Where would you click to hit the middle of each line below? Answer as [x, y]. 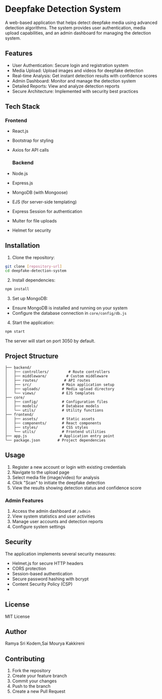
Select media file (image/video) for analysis [56, 477]
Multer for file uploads [34, 220]
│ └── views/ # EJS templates [50, 393]
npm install [17, 289]
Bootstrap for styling [33, 141]
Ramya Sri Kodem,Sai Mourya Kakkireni [45, 643]
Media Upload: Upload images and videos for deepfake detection [78, 70]
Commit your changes [34, 681]
